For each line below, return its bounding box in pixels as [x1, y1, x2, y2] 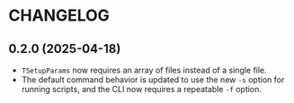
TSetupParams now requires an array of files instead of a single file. [21, 64, 267, 75]
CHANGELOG [8, 5, 110, 26]
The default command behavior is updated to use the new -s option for [21, 74, 285, 85]
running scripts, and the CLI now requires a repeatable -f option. [21, 84, 263, 94]
